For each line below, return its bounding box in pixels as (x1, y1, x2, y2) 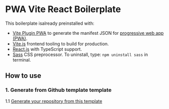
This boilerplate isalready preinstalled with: (5, 20, 95, 26)
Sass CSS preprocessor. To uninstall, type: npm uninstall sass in (12, 51, 148, 58)
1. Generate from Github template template (5, 87, 112, 94)
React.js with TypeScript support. (12, 46, 82, 52)
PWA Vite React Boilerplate (5, 4, 121, 15)
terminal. (12, 57, 31, 63)
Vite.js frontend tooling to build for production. (12, 40, 109, 46)
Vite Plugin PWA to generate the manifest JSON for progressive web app (12, 30, 164, 36)
